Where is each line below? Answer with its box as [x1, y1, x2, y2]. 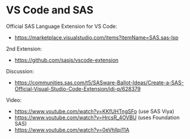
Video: [6, 97, 22, 104]
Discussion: [6, 67, 34, 74]
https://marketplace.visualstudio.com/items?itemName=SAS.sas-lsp [14, 34, 179, 41]
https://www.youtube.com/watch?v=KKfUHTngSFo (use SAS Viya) [14, 108, 175, 115]
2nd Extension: [6, 45, 43, 52]
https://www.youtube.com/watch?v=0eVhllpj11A [14, 126, 130, 133]
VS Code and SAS [6, 3, 94, 17]
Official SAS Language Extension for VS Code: [6, 23, 118, 30]
